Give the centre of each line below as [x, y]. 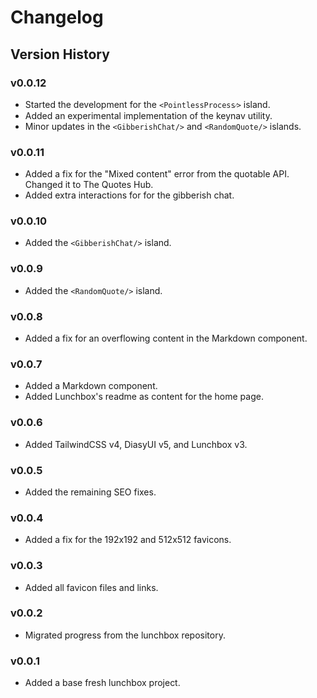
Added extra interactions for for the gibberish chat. [129, 195]
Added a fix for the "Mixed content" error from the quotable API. [157, 174]
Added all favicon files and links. [91, 587]
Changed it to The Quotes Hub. [89, 185]
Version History [60, 54]
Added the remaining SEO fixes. [90, 492]
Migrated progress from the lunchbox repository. [125, 635]
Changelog [57, 17]
